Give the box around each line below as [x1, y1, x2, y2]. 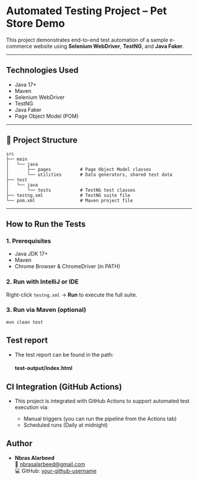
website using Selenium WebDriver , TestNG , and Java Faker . [33, 43, 184, 50]
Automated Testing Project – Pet [6, 4, 167, 18]
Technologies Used [6, 65, 78, 75]
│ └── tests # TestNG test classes [6, 187, 136, 193]
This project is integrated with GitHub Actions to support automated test [14, 398, 190, 405]
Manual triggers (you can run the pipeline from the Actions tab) [23, 415, 177, 423]
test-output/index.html [14, 365, 72, 372]
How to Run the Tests [6, 219, 86, 229]
